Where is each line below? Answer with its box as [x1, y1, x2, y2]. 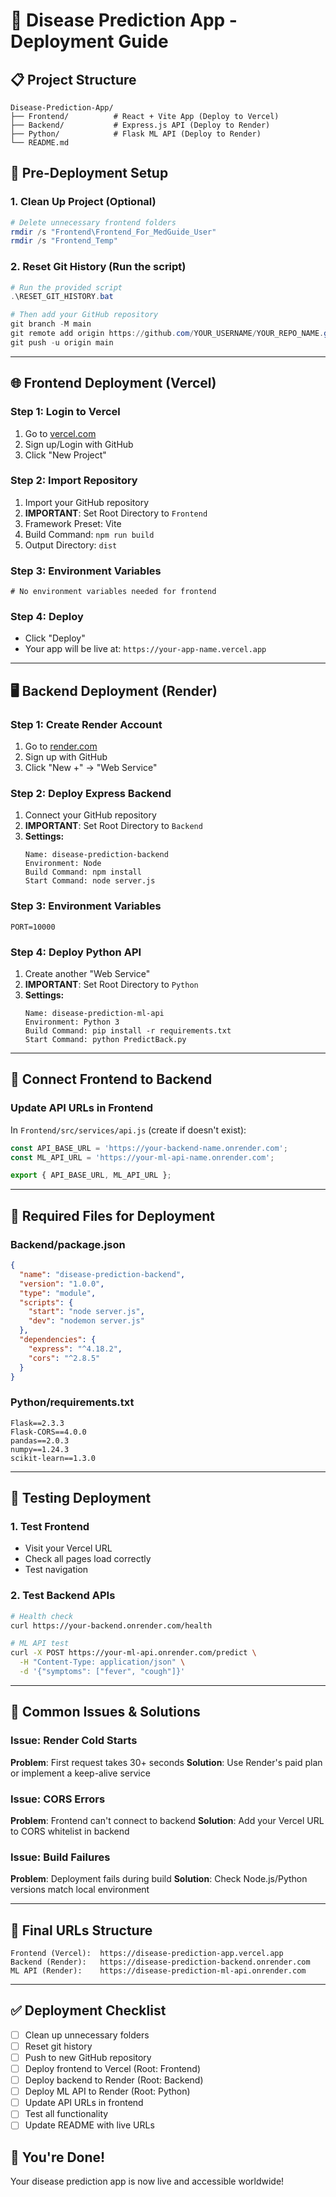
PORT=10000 [10, 922, 56, 932]
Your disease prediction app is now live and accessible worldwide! [10, 2175, 285, 2188]
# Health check [10, 1611, 74, 1621]
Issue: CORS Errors [10, 1792, 106, 1806]
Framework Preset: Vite [24, 517, 122, 529]
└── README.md [10, 138, 70, 148]
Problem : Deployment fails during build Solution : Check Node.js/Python [10, 1873, 308, 1885]
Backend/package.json [10, 1237, 126, 1251]
